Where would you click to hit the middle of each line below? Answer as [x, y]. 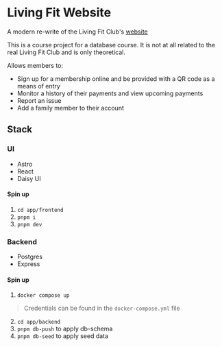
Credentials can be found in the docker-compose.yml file [102, 308]
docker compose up [43, 296]
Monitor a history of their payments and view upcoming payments [110, 93]
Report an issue [39, 100]
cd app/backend [39, 322]
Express [28, 264]
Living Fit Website [59, 13]
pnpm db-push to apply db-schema [65, 329]
